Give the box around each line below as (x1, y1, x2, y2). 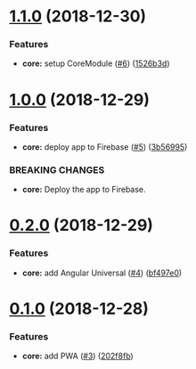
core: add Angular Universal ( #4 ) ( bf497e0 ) (21, 267, 183, 278)
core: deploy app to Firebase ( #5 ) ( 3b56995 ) (21, 141, 188, 152)
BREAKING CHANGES (9, 163, 105, 176)
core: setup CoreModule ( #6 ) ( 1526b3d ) (21, 58, 171, 69)
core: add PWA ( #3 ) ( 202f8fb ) (21, 350, 134, 362)
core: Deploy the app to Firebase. (21, 184, 146, 195)
